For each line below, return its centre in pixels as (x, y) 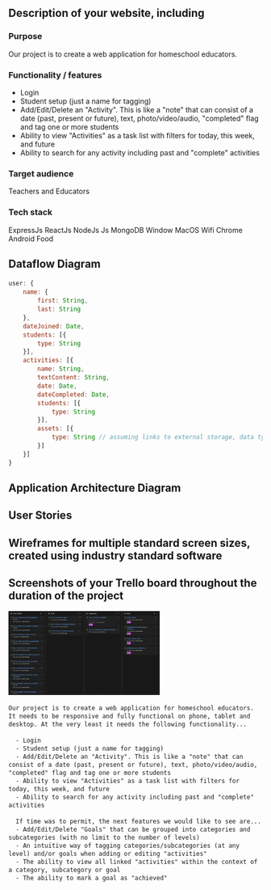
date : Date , (58, 386)
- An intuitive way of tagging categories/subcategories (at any (128, 846)
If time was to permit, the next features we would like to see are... (139, 822)
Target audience (41, 173)
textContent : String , (74, 378)
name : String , (61, 369)
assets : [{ (56, 429)
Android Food (31, 239)
